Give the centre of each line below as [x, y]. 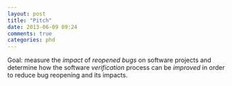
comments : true [30, 33]
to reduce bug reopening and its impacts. [67, 75]
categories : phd [31, 40]
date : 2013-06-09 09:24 [43, 27]
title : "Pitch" [30, 20]
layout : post [27, 14]
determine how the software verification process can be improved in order [116, 68]
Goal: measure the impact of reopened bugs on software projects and [109, 60]
